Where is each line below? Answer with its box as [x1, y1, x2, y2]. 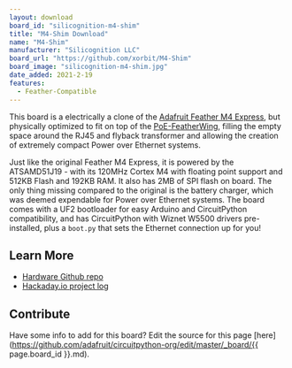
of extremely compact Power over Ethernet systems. [9, 139, 201, 150]
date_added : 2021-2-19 [9, 71, 93, 80]
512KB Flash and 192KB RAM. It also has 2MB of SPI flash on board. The [9, 175, 273, 186]
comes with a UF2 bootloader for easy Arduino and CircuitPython [9, 203, 248, 214]
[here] [253, 330, 276, 341]
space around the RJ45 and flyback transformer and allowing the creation [9, 130, 279, 141]
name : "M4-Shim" [9, 37, 69, 47]
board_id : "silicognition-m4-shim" [9, 21, 141, 30]
